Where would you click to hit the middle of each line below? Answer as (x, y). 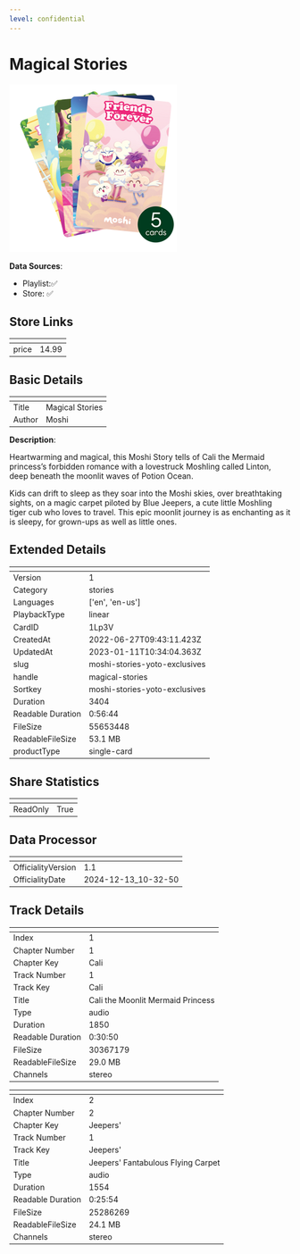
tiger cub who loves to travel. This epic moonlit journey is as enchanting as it (150, 512)
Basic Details (46, 380)
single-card (111, 751)
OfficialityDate (39, 880)
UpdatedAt (33, 652)
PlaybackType (39, 614)
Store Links (42, 322)
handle (25, 677)
